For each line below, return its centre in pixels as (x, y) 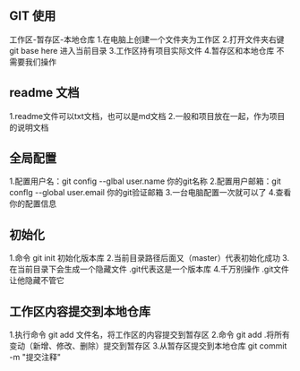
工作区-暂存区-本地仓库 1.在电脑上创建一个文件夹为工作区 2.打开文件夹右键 (147, 39)
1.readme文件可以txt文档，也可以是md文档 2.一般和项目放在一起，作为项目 (147, 116)
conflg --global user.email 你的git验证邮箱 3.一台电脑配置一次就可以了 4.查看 (150, 193)
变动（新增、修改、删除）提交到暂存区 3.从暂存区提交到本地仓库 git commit (148, 346)
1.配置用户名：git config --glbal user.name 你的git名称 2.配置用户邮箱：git (146, 181)
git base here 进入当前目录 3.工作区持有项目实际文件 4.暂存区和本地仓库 (142, 50)
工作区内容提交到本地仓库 (80, 311)
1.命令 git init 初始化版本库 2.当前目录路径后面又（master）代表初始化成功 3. (149, 258)
